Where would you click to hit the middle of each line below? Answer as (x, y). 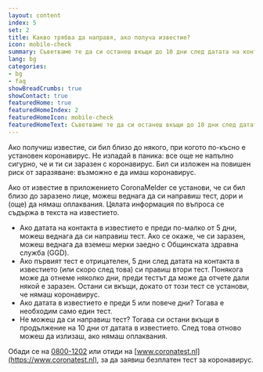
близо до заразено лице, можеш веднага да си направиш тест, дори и (126, 195)
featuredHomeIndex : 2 (43, 111)
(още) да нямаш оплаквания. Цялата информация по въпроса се (116, 204)
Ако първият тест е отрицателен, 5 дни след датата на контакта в (130, 261)
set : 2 (19, 30)
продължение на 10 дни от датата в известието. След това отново (130, 327)
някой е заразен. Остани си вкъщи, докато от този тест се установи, (134, 286)
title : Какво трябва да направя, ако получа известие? (99, 37)
